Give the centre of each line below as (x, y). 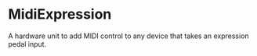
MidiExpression (60, 14)
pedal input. (27, 44)
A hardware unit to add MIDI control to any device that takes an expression (128, 36)
